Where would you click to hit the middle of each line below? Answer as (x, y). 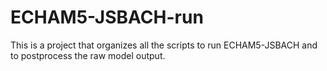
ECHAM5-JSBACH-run (107, 17)
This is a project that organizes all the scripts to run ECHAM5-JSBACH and (164, 45)
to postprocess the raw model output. (88, 55)
